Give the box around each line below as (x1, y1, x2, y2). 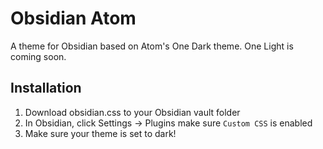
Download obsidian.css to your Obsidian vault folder (24, 106, 241, 118)
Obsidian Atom (10, 7, 137, 30)
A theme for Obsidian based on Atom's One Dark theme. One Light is (10, 40, 294, 52)
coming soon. (10, 50, 67, 62)
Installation (10, 80, 82, 97)
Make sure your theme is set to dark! (24, 127, 177, 139)
